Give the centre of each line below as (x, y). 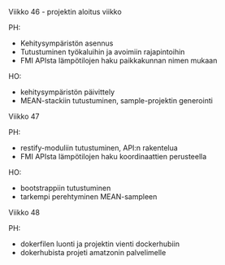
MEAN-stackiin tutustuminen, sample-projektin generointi (117, 100)
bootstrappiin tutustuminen (65, 188)
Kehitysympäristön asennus (67, 43)
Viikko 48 (24, 212)
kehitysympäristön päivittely (67, 92)
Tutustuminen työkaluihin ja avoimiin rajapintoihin (102, 52)
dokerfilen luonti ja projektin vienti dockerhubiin (100, 244)
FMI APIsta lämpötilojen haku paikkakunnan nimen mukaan (119, 61)
